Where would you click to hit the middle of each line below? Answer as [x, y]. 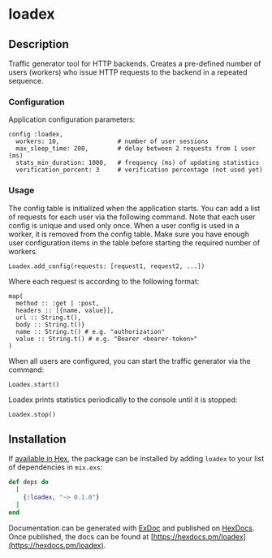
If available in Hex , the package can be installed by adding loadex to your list [136, 459]
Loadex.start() [34, 384]
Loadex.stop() [32, 414]
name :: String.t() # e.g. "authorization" [90, 331]
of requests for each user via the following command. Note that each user [132, 217]
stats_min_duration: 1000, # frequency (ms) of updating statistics [138, 163]
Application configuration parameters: [72, 119]
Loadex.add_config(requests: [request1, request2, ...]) [107, 266]
